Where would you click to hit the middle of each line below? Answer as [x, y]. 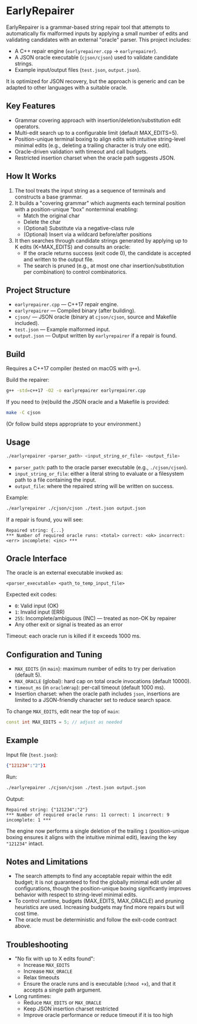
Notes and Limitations [47, 862]
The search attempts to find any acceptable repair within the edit [93, 876]
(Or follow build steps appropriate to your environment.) [74, 424]
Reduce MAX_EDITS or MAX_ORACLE [62, 1003]
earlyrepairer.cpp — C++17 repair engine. [66, 304]
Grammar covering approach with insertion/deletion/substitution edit [98, 120]
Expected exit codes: [31, 594]
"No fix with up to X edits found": [55, 959]
